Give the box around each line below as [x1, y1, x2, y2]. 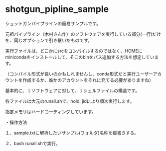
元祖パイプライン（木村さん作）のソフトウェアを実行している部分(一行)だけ [5, 31, 161, 37]
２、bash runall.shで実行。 [5, 140, 61, 146]
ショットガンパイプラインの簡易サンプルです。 [5, 20, 101, 26]
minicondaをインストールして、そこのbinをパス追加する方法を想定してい [5, 54, 155, 60]
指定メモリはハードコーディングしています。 [5, 108, 96, 115]
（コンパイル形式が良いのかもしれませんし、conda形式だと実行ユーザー [5, 71, 153, 76]
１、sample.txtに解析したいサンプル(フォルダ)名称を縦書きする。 [5, 130, 139, 136]
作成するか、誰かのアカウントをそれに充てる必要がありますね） [22, 77, 154, 83]
